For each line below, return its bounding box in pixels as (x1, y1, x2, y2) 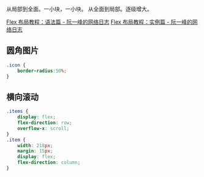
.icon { (6, 62, 26, 68)
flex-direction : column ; (17, 159, 81, 166)
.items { (6, 109, 29, 115)
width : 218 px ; (17, 142, 53, 148)
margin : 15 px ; (17, 148, 53, 154)
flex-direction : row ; (17, 120, 72, 126)
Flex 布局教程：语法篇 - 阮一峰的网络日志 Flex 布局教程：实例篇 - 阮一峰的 (6, 18, 192, 26)
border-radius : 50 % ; (17, 68, 67, 74)
